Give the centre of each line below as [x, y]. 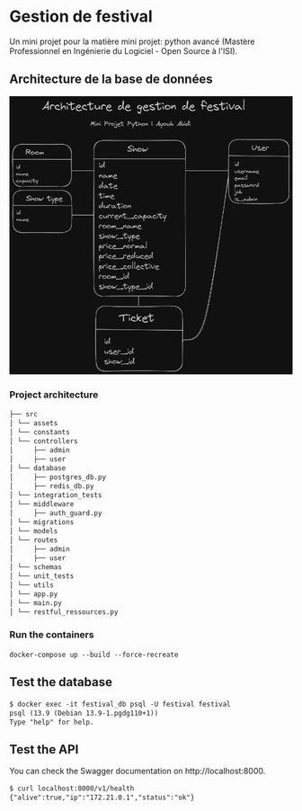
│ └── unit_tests [42, 576]
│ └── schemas [36, 567]
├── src [24, 414]
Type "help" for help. [52, 722]
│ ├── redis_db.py [52, 486]
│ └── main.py [36, 603]
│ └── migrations [42, 522]
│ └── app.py [34, 594]
